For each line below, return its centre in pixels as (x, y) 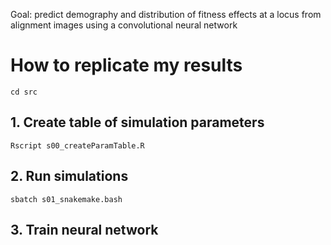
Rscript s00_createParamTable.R (77, 145)
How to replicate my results (126, 65)
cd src (24, 92)
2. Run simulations (69, 176)
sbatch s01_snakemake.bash (66, 199)
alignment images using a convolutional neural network (124, 25)
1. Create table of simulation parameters (137, 122)
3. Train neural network (84, 229)
